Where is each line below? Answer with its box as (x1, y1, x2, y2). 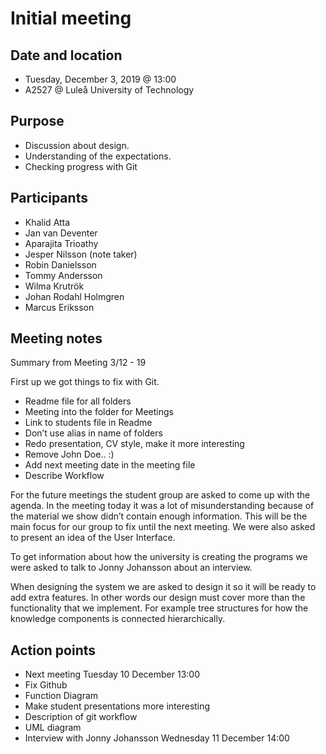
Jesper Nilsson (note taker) (24, 248, 138, 260)
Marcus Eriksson (24, 301, 95, 313)
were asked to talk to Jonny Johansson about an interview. (10, 562, 253, 574)
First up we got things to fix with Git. (10, 376, 160, 388)
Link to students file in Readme (24, 417, 153, 429)
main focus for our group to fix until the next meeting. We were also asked (10, 521, 316, 533)
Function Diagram (24, 690, 99, 702)
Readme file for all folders (24, 395, 132, 407)
